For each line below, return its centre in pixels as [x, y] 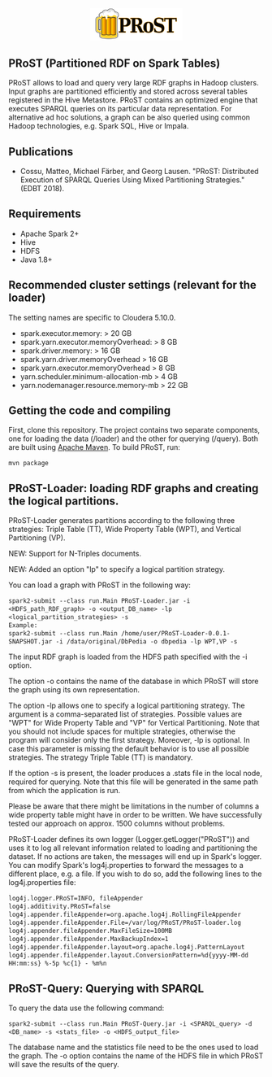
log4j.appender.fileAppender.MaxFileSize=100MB [91, 931]
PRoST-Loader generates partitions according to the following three [122, 521]
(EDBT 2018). [42, 189]
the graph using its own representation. [74, 690]
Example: [23, 626]
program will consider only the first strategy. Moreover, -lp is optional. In [129, 740]
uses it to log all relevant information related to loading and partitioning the [133, 848]
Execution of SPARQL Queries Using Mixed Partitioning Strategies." [132, 180]
